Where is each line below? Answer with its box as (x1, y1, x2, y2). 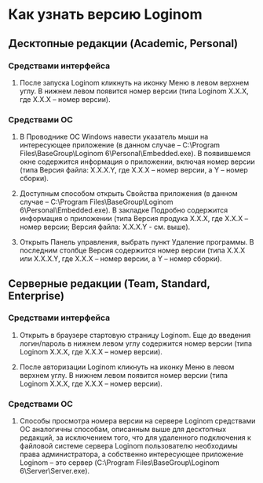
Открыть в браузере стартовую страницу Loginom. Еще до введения (19, 330, 251, 340)
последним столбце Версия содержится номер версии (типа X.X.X (19, 245, 246, 256)
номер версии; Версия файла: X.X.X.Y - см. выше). (19, 222, 191, 232)
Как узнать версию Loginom (8, 5, 203, 24)
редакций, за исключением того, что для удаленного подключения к (19, 433, 251, 442)
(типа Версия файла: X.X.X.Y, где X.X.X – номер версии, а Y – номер (19, 165, 249, 175)
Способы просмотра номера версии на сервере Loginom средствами (19, 416, 256, 426)
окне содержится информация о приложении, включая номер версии (19, 157, 255, 166)
